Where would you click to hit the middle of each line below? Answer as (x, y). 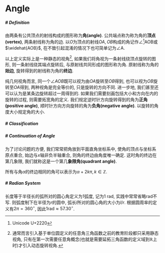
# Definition (17, 22)
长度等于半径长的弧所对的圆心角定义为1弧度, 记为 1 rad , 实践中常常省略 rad (79, 196)
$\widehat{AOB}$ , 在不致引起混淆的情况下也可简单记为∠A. (65, 48)
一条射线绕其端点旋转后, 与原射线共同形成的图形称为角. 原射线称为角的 (87, 65)
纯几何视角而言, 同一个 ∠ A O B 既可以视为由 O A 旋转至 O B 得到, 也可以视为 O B (79, 81)
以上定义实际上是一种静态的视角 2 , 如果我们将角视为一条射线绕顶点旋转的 (79, 58)
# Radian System (23, 183)
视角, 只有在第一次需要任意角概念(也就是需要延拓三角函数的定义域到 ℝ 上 (84, 239)
